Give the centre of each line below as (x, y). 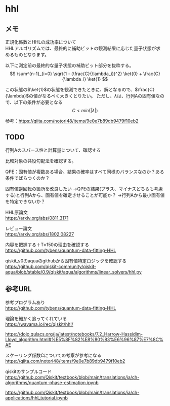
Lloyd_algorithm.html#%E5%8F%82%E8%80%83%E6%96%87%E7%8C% (84, 339)
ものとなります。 (32, 55)
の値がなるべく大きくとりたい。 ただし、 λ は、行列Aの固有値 (92, 96)
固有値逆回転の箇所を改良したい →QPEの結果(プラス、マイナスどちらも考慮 (84, 189)
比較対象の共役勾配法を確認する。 (41, 161)
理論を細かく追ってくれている (36, 318)
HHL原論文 (16, 212)
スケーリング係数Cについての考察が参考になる (53, 355)
